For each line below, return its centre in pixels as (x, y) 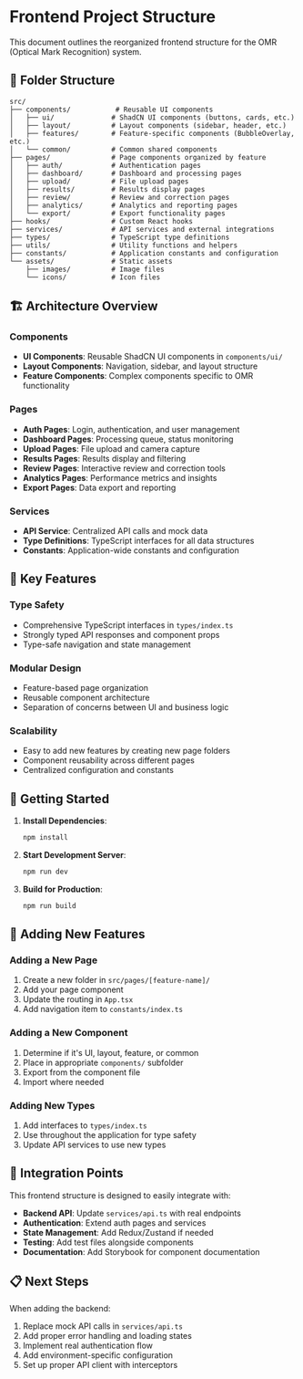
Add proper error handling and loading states (107, 1335)
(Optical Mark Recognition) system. (76, 51)
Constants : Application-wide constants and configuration (131, 550)
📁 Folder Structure (62, 81)
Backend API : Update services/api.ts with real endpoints (131, 1213)
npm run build (49, 905)
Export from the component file (81, 1072)
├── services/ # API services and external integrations (142, 229)
